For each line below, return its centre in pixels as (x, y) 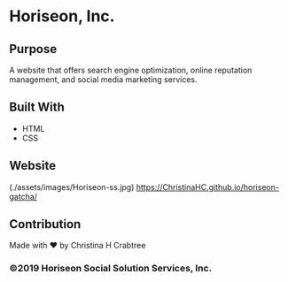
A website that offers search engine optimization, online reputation (131, 70)
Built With (37, 107)
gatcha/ (23, 196)
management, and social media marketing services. (103, 80)
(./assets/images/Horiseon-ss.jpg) (72, 187)
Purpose (33, 49)
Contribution (45, 224)
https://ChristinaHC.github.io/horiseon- (207, 187)
